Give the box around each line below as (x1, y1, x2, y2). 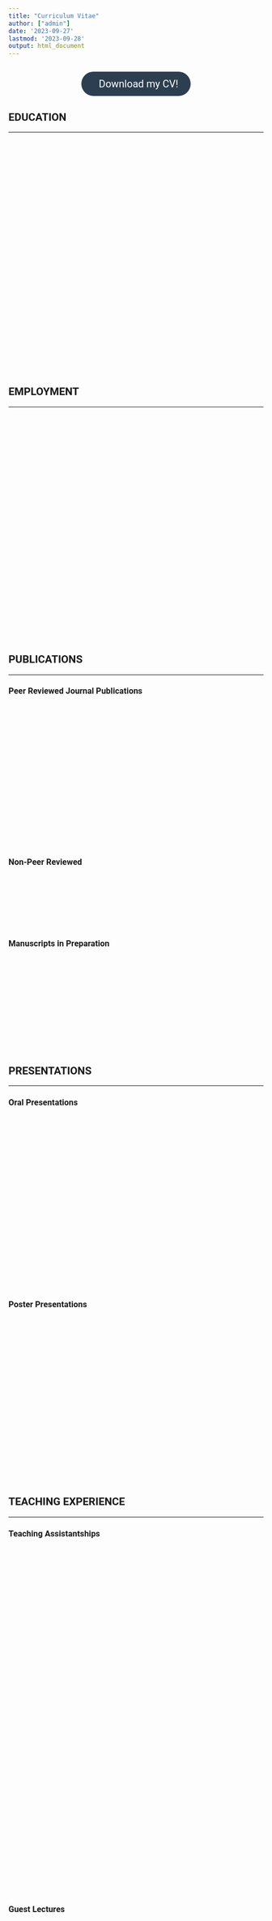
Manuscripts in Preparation (8, 939, 110, 949)
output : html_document (8, 42, 85, 50)
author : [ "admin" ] (8, 19, 70, 28)
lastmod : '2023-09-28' (8, 34, 85, 43)
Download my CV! (98, 78, 179, 91)
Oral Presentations (8, 1097, 79, 1108)
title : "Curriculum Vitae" (8, 11, 100, 20)
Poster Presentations (8, 1299, 87, 1310)
